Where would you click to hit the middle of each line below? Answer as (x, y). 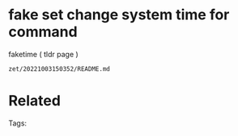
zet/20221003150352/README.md (59, 69)
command (43, 32)
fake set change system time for (119, 15)
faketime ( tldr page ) (43, 54)
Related (34, 101)
